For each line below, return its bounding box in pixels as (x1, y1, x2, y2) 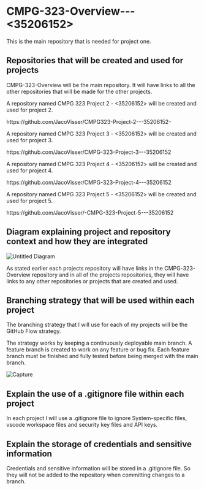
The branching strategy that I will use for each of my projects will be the (6, 321, 188, 329)
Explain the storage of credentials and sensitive (6, 438, 192, 449)
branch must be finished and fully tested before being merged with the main (6, 353, 198, 360)
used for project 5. (6, 197, 53, 204)
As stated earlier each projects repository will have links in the (6, 264, 164, 272)
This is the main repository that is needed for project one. (6, 37, 151, 45)
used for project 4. (6, 167, 53, 174)
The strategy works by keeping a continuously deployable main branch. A (6, 339, 192, 347)
